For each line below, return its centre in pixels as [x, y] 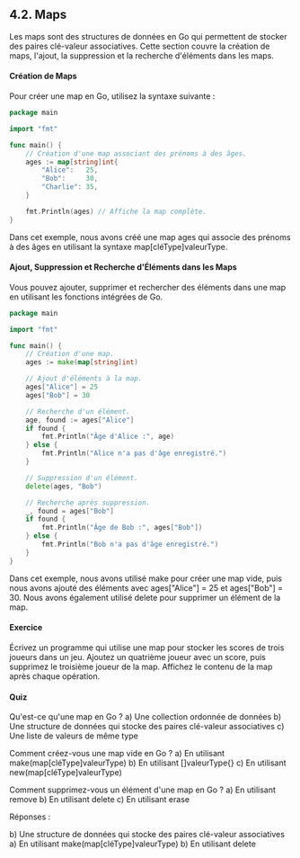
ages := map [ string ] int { [72, 162]
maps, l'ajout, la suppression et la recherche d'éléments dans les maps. [141, 55]
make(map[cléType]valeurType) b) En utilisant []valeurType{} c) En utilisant [148, 763]
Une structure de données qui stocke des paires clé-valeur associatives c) [147, 727]
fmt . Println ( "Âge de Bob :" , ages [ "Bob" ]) [122, 528]
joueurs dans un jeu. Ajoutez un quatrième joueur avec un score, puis [138, 657]
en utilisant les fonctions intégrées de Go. [86, 297]
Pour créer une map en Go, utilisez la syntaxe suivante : [112, 96]
